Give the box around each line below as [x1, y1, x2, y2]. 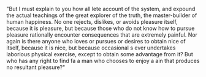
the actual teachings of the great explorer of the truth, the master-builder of [6, 12, 197, 19]
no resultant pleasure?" [6, 64, 66, 71]
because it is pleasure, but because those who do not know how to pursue [6, 24, 195, 32]
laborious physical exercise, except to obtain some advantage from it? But [6, 51, 193, 57]
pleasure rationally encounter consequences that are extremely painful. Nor [6, 31, 198, 38]
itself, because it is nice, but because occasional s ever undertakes [6, 44, 176, 51]
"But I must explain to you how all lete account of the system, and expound [6, 5, 196, 12]
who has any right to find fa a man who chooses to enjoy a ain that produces [6, 57, 200, 64]
